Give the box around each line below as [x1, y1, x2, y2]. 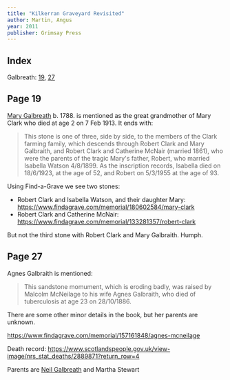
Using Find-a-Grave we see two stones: [7, 182, 121, 190]
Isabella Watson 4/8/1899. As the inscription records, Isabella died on [23, 161, 221, 170]
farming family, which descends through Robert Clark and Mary [23, 139, 205, 148]
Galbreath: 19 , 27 [7, 73, 55, 81]
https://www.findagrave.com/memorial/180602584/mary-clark [17, 203, 195, 211]
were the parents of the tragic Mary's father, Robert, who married [23, 154, 210, 162]
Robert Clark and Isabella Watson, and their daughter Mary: [17, 195, 186, 203]
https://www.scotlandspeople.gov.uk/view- [48, 344, 171, 352]
